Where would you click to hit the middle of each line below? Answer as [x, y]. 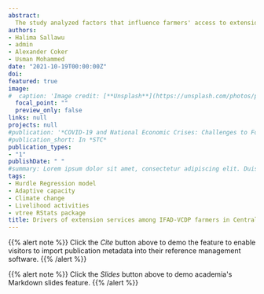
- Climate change [37, 198]
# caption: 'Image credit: [54, 96]
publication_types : [40, 147]
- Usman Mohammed [37, 60]
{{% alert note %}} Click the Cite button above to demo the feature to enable [132, 243]
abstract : [24, 15]
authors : [22, 30]
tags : [17, 176]
